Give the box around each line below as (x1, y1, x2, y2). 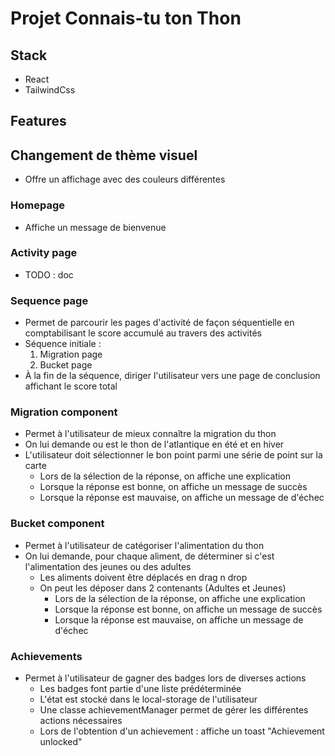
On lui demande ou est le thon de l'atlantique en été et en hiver (24, 438, 285, 451)
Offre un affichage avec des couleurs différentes (24, 173, 226, 186)
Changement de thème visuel (10, 147, 198, 164)
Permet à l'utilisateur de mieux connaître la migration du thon (24, 428, 277, 440)
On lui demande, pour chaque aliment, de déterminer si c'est (24, 550, 275, 562)
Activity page (10, 246, 78, 260)
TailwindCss (24, 84, 76, 96)
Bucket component (10, 517, 105, 531)
